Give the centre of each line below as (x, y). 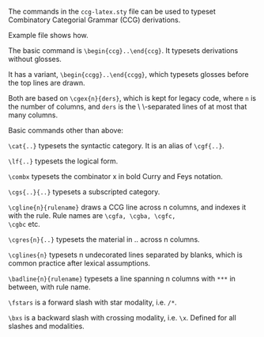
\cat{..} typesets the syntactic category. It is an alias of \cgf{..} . (117, 146)
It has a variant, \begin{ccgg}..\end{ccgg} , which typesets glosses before (128, 74)
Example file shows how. (48, 35)
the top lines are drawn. (47, 83)
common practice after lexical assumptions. (79, 263)
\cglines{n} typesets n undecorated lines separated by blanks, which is (125, 255)
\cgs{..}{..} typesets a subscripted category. (84, 192)
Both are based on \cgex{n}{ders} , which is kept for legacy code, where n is (132, 98)
